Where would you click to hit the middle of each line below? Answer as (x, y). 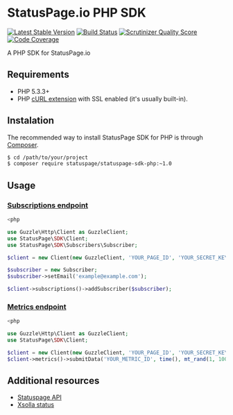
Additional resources (53, 381)
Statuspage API (40, 398)
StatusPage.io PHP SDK (77, 13)
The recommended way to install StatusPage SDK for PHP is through (105, 137)
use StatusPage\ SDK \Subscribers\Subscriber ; (72, 245)
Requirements (38, 75)
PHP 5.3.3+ (33, 91)
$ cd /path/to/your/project (48, 158)
